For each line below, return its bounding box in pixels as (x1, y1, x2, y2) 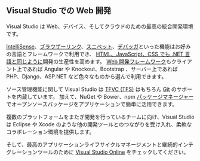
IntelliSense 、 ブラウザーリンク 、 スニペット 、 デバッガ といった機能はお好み (6, 42, 191, 50)
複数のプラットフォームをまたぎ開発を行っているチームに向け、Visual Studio (6, 113, 195, 120)
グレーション (6, 148, 38, 156)
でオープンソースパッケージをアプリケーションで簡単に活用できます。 (6, 101, 178, 108)
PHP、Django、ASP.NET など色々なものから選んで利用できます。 (6, 72, 167, 80)
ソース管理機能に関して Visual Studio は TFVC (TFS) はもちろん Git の (6, 86, 177, 93)
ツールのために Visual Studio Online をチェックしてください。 (37, 148, 189, 156)
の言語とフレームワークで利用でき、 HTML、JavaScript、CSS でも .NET (6, 50, 184, 57)
